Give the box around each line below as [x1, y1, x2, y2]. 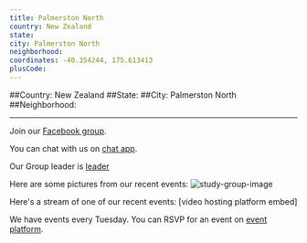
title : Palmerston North [9, 13, 104, 23]
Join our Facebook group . [9, 125, 107, 136]
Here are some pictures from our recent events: [9, 178, 189, 189]
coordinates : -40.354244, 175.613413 [9, 56, 153, 65]
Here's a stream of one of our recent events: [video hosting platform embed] [9, 195, 298, 206]
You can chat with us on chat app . [9, 143, 138, 153]
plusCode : [9, 65, 48, 74]
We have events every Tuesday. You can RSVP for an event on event [9, 214, 268, 225]
